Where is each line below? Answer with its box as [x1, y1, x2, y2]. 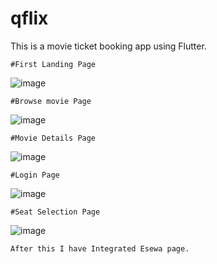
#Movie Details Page [10, 133, 97, 143]
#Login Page [10, 170, 60, 180]
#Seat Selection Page [10, 207, 101, 217]
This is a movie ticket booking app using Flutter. [10, 40, 207, 52]
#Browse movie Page [10, 96, 92, 106]
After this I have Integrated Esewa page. [10, 243, 190, 254]
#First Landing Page [10, 59, 97, 69]
